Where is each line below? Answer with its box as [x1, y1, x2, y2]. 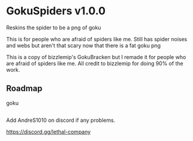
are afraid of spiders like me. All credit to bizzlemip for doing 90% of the [6, 60, 183, 67]
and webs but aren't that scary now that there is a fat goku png [6, 42, 161, 49]
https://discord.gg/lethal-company [6, 128, 91, 136]
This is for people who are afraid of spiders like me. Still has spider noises [6, 35, 188, 42]
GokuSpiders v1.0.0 [6, 4, 106, 18]
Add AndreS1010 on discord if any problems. [6, 117, 116, 124]
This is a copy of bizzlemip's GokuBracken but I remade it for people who [6, 53, 186, 60]
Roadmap [6, 84, 43, 94]
